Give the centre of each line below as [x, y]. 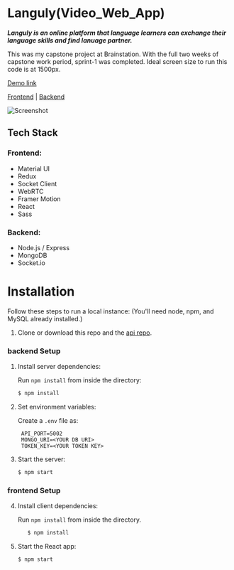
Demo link [22, 82]
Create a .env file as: [48, 421]
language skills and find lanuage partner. [70, 40]
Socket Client [37, 183]
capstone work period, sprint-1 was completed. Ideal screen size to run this [117, 61]
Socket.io [32, 263]
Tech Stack [33, 133]
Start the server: [41, 459]
